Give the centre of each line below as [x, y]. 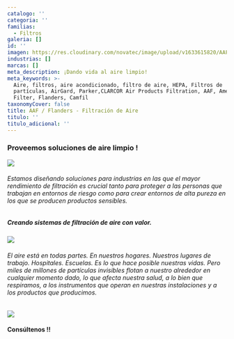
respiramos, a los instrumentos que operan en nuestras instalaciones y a [112, 285]
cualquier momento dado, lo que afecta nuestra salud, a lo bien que [105, 277]
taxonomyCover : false [39, 104]
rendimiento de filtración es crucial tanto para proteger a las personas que [115, 186]
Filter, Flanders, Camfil [51, 98]
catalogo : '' [26, 14]
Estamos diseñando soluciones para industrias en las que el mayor [104, 179]
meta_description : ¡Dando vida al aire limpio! [78, 72]
